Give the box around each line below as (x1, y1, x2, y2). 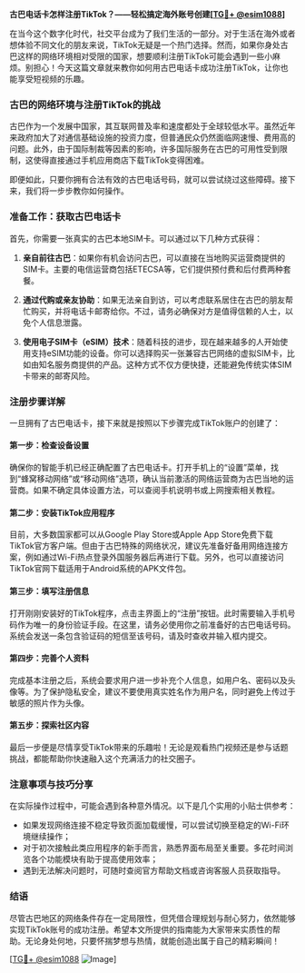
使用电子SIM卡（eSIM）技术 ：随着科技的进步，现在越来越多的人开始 (22, 336, 280, 347)
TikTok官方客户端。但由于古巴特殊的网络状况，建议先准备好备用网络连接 (9, 541, 281, 551)
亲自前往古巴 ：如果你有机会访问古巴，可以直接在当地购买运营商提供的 (22, 252, 286, 263)
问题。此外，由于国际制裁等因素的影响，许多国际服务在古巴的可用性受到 (9, 144, 280, 154)
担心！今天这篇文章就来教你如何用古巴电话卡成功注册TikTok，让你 (33, 63, 281, 73)
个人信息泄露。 (30, 317, 87, 328)
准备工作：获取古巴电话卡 (9, 211, 122, 223)
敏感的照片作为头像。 (9, 697, 89, 708)
